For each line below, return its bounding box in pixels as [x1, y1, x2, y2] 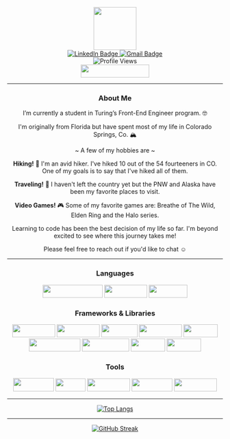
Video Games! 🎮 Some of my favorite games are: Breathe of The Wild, [14, 201, 216, 210]
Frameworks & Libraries [75, 308, 155, 318]
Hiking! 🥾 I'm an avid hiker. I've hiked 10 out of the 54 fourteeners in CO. [12, 159, 218, 168]
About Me [98, 93, 132, 102]
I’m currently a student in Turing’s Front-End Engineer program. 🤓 [23, 109, 207, 117]
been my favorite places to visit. [70, 188, 160, 196]
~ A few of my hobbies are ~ [75, 146, 155, 155]
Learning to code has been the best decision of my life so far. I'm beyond [12, 225, 218, 233]
